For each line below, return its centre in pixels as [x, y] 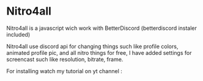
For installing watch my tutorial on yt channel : [64, 71]
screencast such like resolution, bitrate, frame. [65, 59]
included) [18, 34]
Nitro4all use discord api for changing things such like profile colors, [92, 46]
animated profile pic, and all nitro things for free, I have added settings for [99, 52]
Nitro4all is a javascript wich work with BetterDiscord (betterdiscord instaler [102, 28]
